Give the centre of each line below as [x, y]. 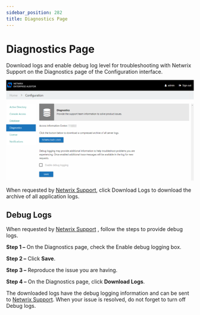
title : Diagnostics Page [37, 19]
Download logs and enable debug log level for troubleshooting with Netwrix [99, 66]
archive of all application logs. [43, 196]
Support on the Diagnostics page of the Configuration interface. [85, 72]
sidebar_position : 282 [34, 13]
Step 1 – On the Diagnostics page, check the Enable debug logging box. [94, 247]
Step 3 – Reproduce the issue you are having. [62, 270]
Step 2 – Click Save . [31, 258]
